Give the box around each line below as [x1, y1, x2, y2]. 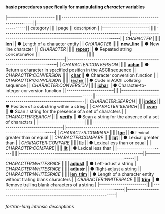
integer [5, 88, 20, 94]
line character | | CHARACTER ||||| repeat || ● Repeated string [5, 46, 132, 52]
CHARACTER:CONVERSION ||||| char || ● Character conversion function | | [5, 72, 158, 78]
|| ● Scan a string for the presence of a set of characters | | [5, 108, 127, 115]
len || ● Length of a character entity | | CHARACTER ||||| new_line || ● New [5, 41, 159, 47]
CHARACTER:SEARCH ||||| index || [89, 98, 160, 104]
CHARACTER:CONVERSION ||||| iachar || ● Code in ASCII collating [5, 78, 141, 83]
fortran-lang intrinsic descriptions [5, 203, 74, 209]
